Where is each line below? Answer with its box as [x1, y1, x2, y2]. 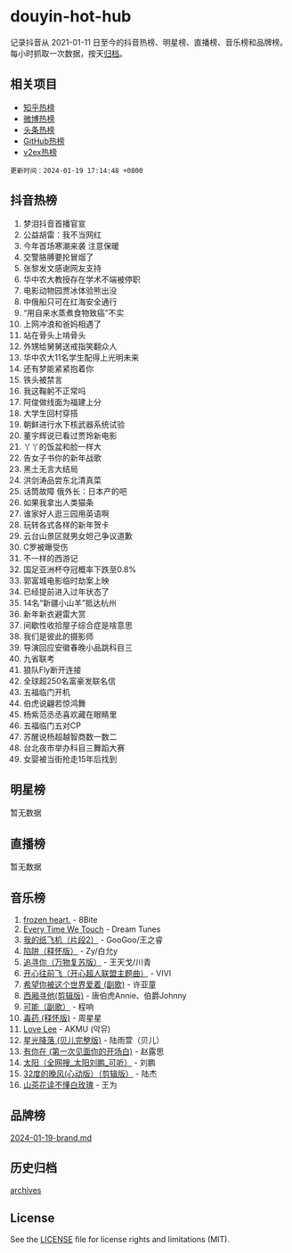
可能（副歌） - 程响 [22, 1001, 94, 1012]
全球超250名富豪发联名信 [22, 676, 117, 686]
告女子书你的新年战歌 [22, 452, 101, 463]
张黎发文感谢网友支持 [22, 262, 101, 273]
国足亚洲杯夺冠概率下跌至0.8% [22, 564, 137, 575]
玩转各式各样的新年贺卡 [22, 519, 109, 530]
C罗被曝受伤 [22, 542, 69, 552]
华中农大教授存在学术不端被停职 [22, 274, 141, 285]
